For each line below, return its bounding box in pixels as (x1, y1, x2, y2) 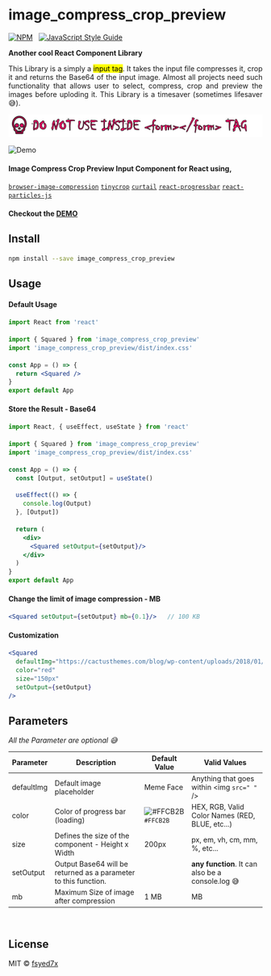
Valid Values (203, 758, 248, 768)
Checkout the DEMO (8, 208, 78, 219)
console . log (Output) (23, 499, 92, 508)
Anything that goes (191, 774, 255, 784)
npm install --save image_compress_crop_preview (8, 255, 175, 263)
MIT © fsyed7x (8, 959, 59, 969)
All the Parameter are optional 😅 (8, 735, 119, 745)
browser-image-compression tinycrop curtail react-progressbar (8, 183, 220, 191)
